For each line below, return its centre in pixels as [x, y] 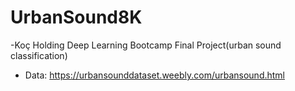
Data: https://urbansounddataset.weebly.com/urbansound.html [155, 75]
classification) [39, 55]
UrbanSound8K [76, 17]
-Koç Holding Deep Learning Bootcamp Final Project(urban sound [146, 45]
